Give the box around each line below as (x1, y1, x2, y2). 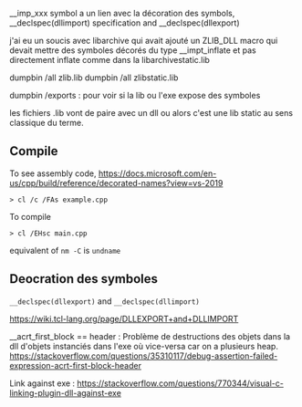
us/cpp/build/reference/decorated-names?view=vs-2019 (9, 177, 224, 188)
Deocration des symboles (9, 271, 158, 287)
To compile (9, 211, 52, 222)
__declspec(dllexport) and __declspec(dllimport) (9, 296, 201, 307)
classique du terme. (9, 118, 84, 128)
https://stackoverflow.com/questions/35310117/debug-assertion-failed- (9, 350, 278, 361)
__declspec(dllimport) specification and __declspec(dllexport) (9, 17, 240, 28)
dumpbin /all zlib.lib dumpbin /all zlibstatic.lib (9, 72, 179, 83)
